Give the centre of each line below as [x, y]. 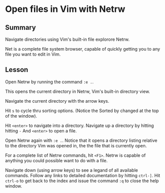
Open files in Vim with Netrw [65, 9]
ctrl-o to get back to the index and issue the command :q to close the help [82, 181]
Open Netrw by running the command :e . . [50, 82]
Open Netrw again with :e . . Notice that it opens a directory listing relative [81, 140]
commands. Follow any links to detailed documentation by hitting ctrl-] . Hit [83, 175]
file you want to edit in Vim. [33, 54]
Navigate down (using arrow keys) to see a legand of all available [72, 170]
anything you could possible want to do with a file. [56, 160]
